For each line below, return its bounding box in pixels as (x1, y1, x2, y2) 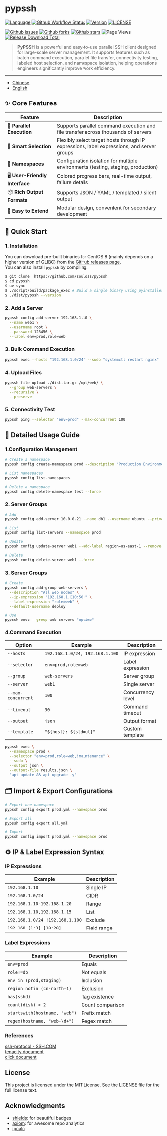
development (56, 210, 88, 217)
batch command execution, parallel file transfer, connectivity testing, (17, 54, 158, 60)
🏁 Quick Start (5, 227, 47, 236)
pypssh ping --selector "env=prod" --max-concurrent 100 (5, 417, 126, 422)
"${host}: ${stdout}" (44, 729, 96, 735)
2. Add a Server (5, 304, 44, 311)
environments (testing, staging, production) (56, 163, 158, 170)
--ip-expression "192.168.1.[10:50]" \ (9, 594, 92, 600)
